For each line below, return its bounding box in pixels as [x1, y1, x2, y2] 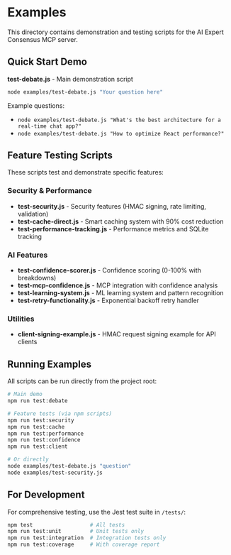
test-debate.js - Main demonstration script [7, 75, 133, 83]
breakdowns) [17, 274, 57, 282]
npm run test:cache [7, 423, 65, 430]
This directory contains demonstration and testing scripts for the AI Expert [7, 28, 225, 36]
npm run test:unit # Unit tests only [7, 528, 144, 535]
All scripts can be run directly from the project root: [7, 377, 157, 385]
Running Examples [7, 358, 92, 370]
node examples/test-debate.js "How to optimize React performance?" [17, 130, 225, 137]
